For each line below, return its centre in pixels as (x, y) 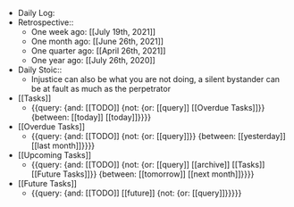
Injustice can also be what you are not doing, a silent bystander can (155, 79)
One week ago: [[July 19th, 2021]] (93, 32)
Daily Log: (36, 13)
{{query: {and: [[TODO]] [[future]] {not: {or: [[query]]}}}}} (136, 193)
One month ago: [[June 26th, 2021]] (97, 41)
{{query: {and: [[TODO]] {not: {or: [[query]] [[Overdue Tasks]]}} (148, 108)
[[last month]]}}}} (63, 145)
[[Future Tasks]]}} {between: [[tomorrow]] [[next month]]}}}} (143, 174)
